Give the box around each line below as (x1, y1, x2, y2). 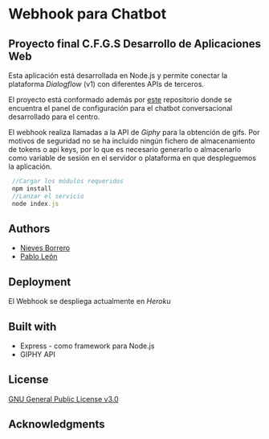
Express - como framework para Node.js (19, 341, 155, 351)
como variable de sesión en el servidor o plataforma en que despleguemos (8, 154, 257, 162)
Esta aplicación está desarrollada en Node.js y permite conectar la (8, 71, 228, 80)
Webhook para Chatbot (8, 5, 167, 23)
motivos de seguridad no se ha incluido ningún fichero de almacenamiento (8, 136, 255, 146)
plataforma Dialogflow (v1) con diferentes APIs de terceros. (8, 80, 205, 88)
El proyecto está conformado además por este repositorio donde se (8, 95, 233, 105)
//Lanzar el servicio (11, 192, 84, 200)
